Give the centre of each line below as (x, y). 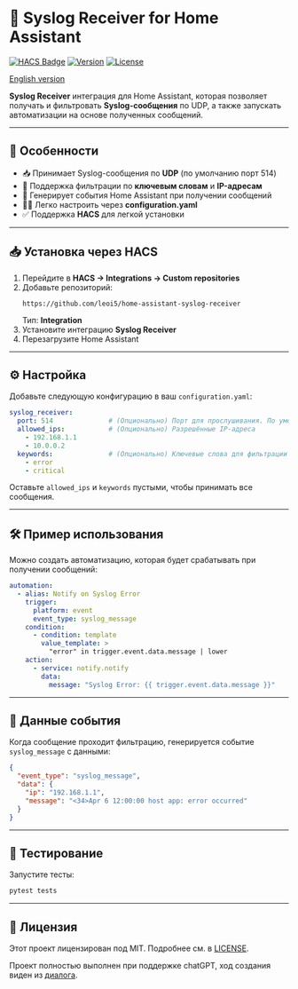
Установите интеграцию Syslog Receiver (99, 329)
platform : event (63, 610)
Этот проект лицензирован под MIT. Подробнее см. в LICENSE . (129, 948)
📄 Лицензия (43, 927)
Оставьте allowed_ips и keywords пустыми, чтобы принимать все (131, 487)
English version (37, 78)
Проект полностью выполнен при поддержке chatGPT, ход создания (140, 965)
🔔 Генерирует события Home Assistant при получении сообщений (147, 195)
